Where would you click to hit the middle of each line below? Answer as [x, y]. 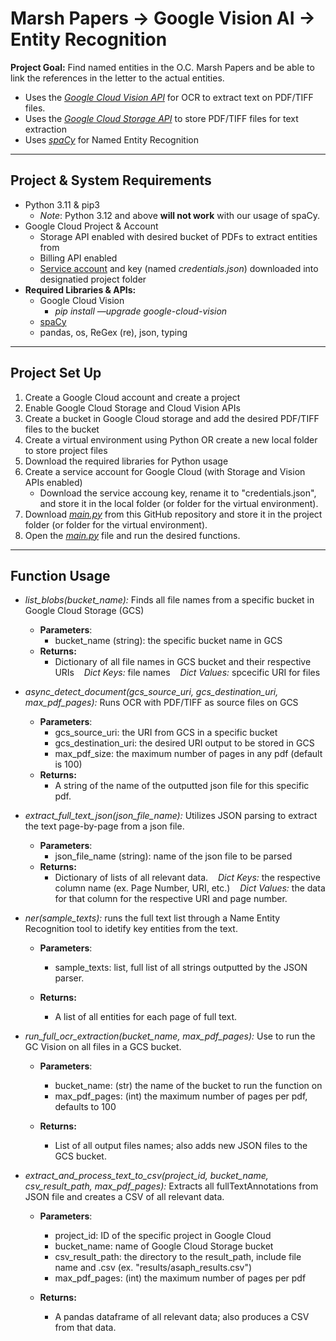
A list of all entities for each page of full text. [146, 1017]
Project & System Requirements [111, 180]
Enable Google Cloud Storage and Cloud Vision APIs [132, 408]
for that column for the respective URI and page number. [171, 899]
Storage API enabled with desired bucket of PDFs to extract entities [178, 236]
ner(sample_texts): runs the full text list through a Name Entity [152, 918]
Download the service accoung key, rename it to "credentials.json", [178, 493]
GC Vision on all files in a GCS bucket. [103, 1047]
